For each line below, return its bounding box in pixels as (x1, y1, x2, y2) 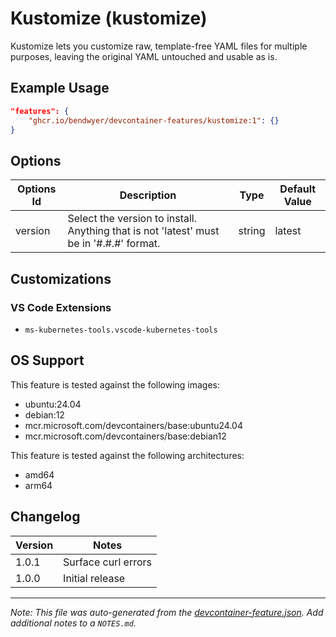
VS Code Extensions (10, 300, 112, 314)
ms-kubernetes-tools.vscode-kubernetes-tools (24, 325, 218, 335)
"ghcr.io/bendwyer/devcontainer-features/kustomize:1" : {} (28, 115, 280, 126)
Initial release (63, 571, 126, 585)
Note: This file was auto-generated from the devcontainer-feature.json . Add (10, 606, 324, 618)
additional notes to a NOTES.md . (10, 617, 137, 629)
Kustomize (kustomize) (10, 7, 208, 30)
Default (279, 182, 317, 196)
